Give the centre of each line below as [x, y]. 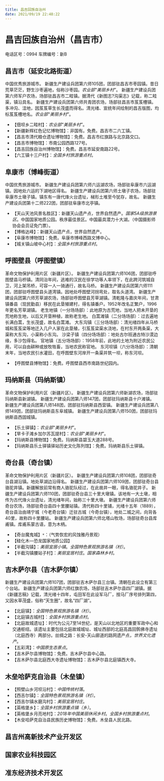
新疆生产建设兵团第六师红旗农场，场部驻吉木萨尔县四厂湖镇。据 [87, 588]
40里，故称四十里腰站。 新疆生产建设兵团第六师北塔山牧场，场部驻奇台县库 [81, 518]
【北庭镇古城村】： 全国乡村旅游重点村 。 [52, 617]
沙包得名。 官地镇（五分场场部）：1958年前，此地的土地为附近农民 [84, 340]
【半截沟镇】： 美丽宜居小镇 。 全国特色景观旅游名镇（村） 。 [70, 547]
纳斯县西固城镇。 [22, 417]
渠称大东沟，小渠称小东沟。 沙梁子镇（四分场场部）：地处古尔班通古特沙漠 [79, 334]
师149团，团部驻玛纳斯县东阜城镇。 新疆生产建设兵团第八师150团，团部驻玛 [81, 411]
